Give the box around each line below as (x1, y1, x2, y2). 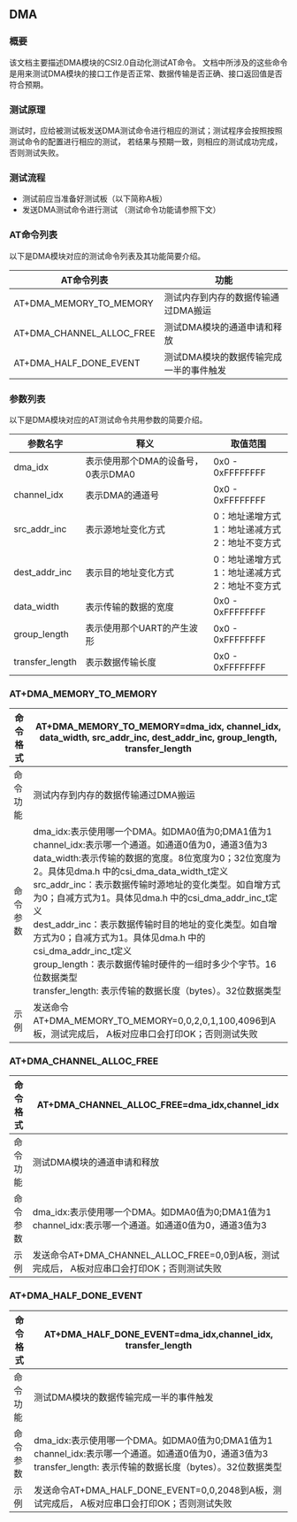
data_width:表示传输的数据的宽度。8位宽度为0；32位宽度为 (33, 852, 281, 865)
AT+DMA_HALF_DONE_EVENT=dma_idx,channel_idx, (43, 1327, 274, 1340)
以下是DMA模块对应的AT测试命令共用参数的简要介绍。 (9, 414, 208, 425)
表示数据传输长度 (85, 656, 156, 668)
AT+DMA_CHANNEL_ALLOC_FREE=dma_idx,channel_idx (36, 1099, 279, 1111)
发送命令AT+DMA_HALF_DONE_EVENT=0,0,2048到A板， (34, 1484, 274, 1496)
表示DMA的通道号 (85, 488, 159, 501)
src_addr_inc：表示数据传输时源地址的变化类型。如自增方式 (33, 879, 281, 891)
